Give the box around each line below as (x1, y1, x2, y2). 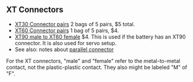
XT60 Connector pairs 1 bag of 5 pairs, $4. (14, 27, 119, 34)
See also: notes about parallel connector (14, 46, 114, 53)
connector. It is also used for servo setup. (14, 39, 117, 46)
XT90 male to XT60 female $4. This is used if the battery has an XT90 (14, 33, 186, 40)
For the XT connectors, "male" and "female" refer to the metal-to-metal (6, 57, 181, 64)
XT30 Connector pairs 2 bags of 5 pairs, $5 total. (14, 20, 135, 27)
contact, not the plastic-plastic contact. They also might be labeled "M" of (6, 64, 188, 71)
